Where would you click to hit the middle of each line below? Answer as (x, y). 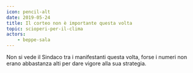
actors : (16, 34)
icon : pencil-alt (28, 12)
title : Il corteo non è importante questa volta (69, 23)
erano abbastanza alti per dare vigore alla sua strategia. (76, 63)
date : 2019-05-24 (28, 17)
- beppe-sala (34, 40)
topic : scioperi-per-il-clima (45, 29)
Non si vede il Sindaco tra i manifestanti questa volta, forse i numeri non (97, 57)
